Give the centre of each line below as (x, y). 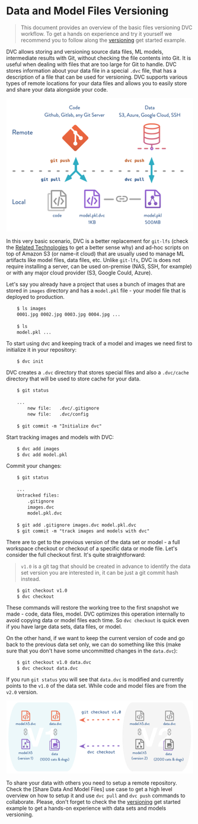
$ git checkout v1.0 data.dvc (54, 663)
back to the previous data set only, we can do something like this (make (94, 645)
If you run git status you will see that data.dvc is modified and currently (95, 679)
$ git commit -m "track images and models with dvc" (83, 531)
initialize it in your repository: (41, 350)
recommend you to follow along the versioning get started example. (103, 40)
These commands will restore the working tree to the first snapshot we (92, 608)
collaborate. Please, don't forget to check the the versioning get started (93, 802)
